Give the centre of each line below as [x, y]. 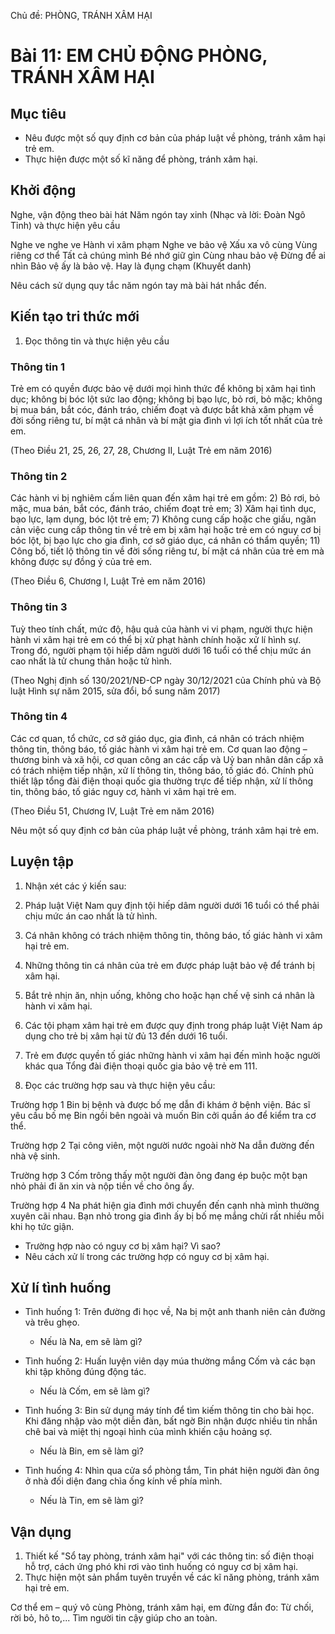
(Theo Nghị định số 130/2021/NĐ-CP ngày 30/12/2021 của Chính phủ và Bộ [166, 680]
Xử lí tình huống [61, 1288]
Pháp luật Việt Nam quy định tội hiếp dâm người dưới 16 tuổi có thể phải [172, 905]
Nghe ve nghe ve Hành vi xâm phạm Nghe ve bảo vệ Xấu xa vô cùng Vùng [164, 244]
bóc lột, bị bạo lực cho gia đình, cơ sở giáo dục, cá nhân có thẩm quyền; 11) [165, 541]
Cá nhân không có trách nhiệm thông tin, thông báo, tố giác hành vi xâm [173, 935]
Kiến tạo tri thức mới [75, 316]
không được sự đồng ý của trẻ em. [81, 562]
